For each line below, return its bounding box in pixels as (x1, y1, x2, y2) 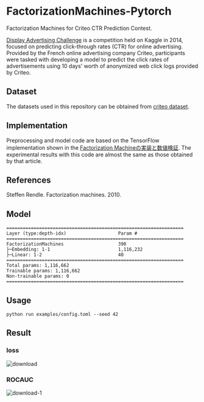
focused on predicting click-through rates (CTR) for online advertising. (6, 43, 183, 50)
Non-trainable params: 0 (6, 273, 69, 279)
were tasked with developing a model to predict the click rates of (6, 56, 169, 63)
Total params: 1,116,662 (6, 263, 69, 269)
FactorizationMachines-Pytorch (6, 4, 172, 18)
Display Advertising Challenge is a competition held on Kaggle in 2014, (6, 36, 184, 43)
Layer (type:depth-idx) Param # (6, 230, 138, 236)
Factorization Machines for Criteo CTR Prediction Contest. (6, 24, 152, 32)
